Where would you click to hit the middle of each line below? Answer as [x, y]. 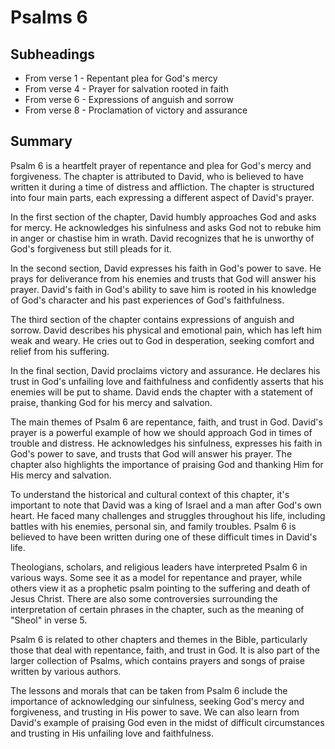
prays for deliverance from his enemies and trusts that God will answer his [163, 278]
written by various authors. [66, 671]
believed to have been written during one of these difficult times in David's [164, 537]
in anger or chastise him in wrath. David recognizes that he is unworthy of [162, 238]
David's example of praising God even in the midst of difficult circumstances [167, 722]
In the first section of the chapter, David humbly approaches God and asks [163, 217]
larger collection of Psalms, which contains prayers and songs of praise [158, 660]
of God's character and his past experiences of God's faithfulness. [147, 300]
